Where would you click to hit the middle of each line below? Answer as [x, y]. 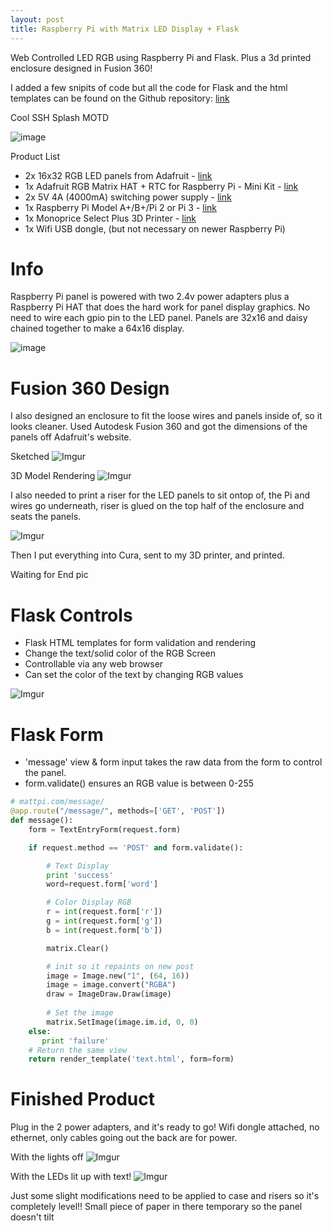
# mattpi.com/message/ [57, 802]
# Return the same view [78, 1050]
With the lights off [47, 1157]
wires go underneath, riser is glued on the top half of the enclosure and [157, 506]
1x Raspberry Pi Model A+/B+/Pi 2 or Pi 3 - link [121, 207]
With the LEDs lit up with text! [71, 1177]
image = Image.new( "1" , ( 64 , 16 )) [118, 976]
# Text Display [78, 866]
